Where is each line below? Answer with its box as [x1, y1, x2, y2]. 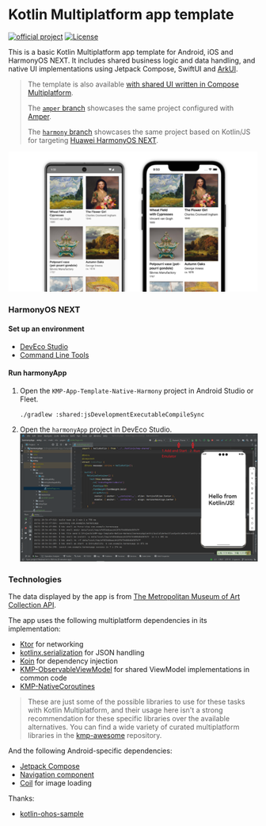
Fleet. [19, 394, 39, 404]
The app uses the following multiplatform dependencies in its [8, 616, 207, 625]
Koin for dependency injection [19, 656, 119, 666]
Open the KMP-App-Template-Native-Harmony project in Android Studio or [19, 386, 254, 395]
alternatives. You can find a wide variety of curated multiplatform [27, 722, 240, 732]
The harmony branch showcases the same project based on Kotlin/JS [27, 127, 251, 136]
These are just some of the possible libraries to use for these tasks [27, 697, 245, 707]
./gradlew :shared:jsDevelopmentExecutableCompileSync [19, 410, 205, 418]
